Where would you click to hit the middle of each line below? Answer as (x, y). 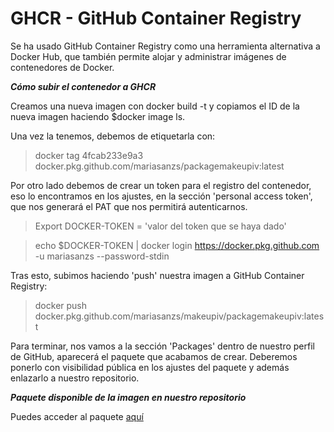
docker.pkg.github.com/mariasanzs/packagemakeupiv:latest (159, 166)
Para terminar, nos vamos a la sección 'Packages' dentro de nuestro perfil (162, 346)
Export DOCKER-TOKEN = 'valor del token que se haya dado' (160, 226)
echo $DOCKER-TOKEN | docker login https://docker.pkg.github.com (177, 245)
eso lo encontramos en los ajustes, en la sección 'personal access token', (161, 196)
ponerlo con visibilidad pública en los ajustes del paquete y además (150, 367)
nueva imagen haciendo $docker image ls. (98, 116)
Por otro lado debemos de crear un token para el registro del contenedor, (161, 185)
